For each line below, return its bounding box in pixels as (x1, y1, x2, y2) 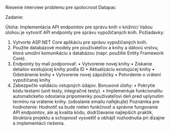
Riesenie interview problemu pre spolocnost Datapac (5, 5, 116, 10)
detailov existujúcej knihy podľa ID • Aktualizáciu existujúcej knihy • (12, 66, 155, 72)
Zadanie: (5, 14, 24, 20)
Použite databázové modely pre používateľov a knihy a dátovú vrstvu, (12, 45, 159, 50)
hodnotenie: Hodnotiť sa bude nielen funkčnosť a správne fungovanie (12, 104, 158, 110)
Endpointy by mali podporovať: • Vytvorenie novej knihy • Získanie (12, 61, 152, 67)
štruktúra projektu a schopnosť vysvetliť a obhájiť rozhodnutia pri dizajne (12, 115, 165, 121)
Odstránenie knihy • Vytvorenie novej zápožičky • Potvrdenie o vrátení (12, 72, 161, 78)
